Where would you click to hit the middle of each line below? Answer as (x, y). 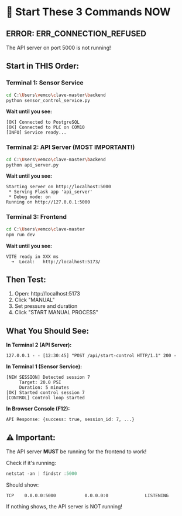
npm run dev (20, 235)
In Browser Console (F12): (38, 409)
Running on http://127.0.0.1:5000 (48, 202)
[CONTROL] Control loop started (45, 398)
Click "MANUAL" (35, 300)
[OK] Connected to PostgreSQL (43, 123)
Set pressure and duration (46, 306)
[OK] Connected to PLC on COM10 (45, 128)
